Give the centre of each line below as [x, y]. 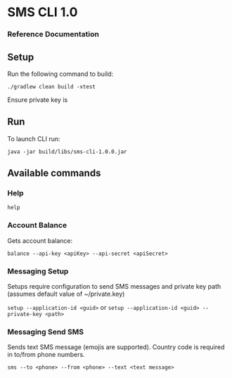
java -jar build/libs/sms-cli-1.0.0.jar [67, 152]
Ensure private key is [38, 100]
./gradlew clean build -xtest [52, 86]
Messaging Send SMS [46, 332]
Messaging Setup [38, 271]
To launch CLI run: [34, 138]
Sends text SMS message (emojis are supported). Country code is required [116, 347]
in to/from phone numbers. [46, 355]
